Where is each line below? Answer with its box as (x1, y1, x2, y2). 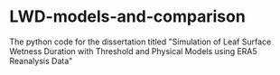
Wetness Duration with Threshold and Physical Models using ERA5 (9, 45, 257, 56)
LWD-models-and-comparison (9, 6, 246, 27)
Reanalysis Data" (9, 55, 73, 66)
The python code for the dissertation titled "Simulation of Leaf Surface (9, 36, 272, 47)
